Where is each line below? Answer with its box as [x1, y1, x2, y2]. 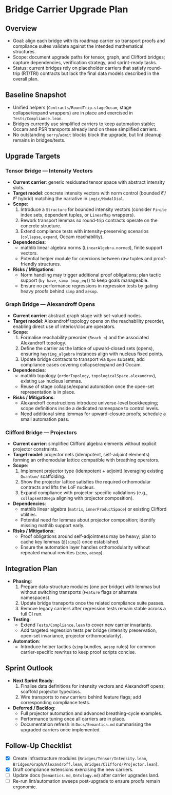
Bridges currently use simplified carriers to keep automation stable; [12, 121, 156, 127]
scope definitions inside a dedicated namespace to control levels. [20, 405, 159, 411]
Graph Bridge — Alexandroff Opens [5, 301, 95, 308]
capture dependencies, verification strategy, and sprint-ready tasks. [12, 60, 158, 65]
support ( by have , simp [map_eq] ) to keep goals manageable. [20, 277, 149, 283]
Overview [5, 24, 37, 33]
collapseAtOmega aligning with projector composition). [20, 495, 135, 501]
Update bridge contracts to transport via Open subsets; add [20, 356, 145, 362]
